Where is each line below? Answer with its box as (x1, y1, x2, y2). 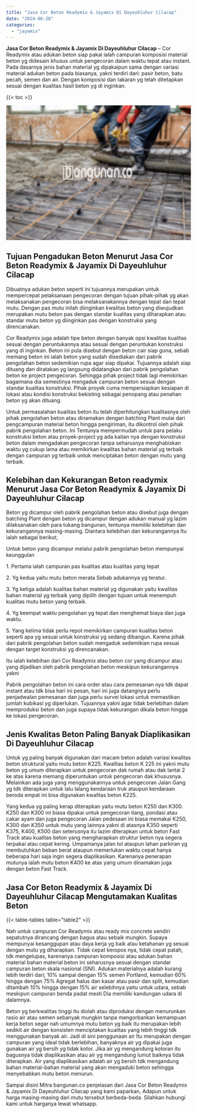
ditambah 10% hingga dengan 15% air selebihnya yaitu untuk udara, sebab (6, 984, 186, 991)
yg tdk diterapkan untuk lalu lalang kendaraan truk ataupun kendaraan (6, 785, 175, 792)
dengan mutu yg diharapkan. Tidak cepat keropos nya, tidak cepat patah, (6, 946, 184, 954)
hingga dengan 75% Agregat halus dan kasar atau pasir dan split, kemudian (6, 978, 189, 985)
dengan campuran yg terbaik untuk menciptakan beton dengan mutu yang (6, 452, 186, 459)
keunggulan (6, 552, 35, 559)
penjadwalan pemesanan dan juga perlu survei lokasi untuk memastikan (6, 694, 180, 701)
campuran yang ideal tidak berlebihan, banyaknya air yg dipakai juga (6, 1039, 172, 1046)
